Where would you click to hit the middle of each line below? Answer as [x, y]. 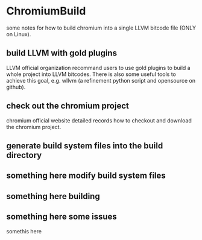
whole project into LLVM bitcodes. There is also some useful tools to [91, 74]
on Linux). [19, 34]
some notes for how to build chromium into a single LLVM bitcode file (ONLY [101, 28]
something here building [53, 196]
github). [16, 87]
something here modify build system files [86, 176]
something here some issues [62, 217]
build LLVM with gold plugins [62, 53]
